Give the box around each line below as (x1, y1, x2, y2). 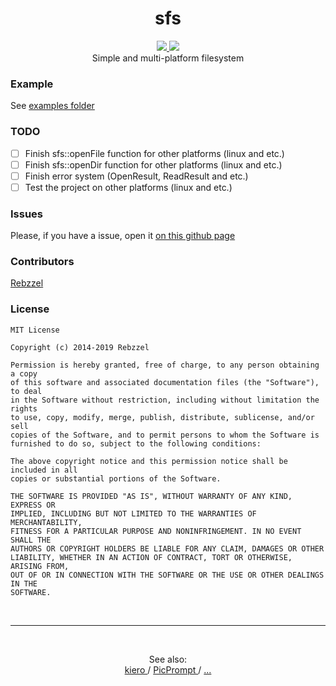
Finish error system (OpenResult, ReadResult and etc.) (24, 170, 249, 182)
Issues (10, 207, 44, 221)
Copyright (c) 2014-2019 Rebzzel (10, 342, 150, 352)
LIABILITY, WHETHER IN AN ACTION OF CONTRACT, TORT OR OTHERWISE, (10, 552, 293, 562)
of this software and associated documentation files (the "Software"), (10, 377, 320, 387)
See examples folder (10, 100, 95, 112)
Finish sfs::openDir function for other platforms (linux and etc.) (24, 158, 283, 171)
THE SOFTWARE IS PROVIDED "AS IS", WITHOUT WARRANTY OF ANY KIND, (10, 491, 293, 501)
